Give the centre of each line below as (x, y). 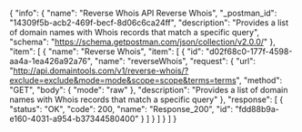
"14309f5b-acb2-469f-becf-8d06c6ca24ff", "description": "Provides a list (149, 23)
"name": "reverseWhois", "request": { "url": (175, 61)
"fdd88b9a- (257, 109)
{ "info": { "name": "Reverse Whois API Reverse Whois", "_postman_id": (143, 13)
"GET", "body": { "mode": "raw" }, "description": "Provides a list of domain (149, 90)
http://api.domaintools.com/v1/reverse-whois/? (101, 71)
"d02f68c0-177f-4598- (249, 52)
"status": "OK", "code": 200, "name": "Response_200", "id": (121, 109)
